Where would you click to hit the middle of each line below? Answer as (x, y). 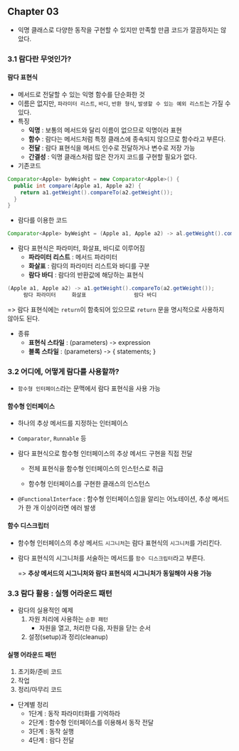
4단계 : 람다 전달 (51, 740)
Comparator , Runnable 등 (52, 438)
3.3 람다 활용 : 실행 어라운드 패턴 (60, 593)
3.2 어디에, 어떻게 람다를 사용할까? (63, 371)
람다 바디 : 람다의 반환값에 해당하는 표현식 (86, 275)
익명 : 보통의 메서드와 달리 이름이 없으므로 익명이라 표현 (105, 130)
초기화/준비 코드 (40, 672)
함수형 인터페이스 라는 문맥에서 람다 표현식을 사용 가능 (89, 388)
